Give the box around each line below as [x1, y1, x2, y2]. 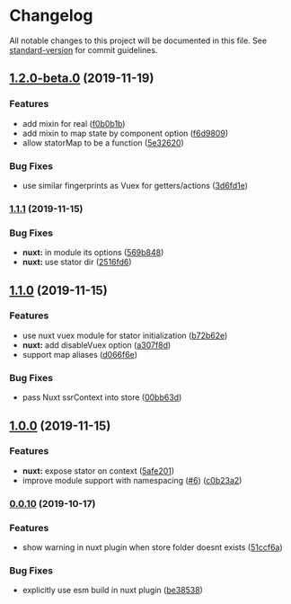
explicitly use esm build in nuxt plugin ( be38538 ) [22, 585, 204, 596]
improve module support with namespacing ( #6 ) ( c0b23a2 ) [22, 475, 242, 485]
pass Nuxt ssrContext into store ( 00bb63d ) [22, 392, 182, 403]
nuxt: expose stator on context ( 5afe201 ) [22, 465, 175, 476]
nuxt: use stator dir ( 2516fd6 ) [22, 257, 132, 268]
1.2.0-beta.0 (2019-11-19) [9, 71, 154, 86]
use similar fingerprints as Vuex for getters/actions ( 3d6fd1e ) [22, 180, 249, 191]
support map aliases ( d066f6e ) [22, 349, 137, 360]
